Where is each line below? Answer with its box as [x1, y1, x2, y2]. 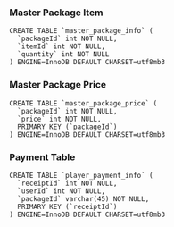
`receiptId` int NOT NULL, [17, 179, 118, 188]
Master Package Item [9, 6, 104, 19]
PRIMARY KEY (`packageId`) [17, 122, 118, 131]
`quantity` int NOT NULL [17, 50, 110, 59]
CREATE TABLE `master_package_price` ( [9, 98, 158, 108]
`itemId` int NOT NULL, [17, 42, 105, 51]
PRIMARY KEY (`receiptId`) [17, 202, 118, 211]
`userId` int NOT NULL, [17, 186, 105, 196]
